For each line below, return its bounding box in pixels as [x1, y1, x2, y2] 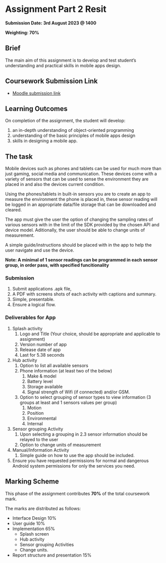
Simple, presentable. [12, 296, 55, 302]
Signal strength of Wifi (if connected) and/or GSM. [27, 389, 130, 395]
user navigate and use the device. [5, 247, 74, 253]
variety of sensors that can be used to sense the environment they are [5, 176, 149, 182]
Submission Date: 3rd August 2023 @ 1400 [5, 20, 97, 26]
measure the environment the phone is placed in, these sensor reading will [5, 196, 158, 202]
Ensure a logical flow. [12, 302, 56, 308]
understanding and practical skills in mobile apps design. [5, 62, 121, 68]
